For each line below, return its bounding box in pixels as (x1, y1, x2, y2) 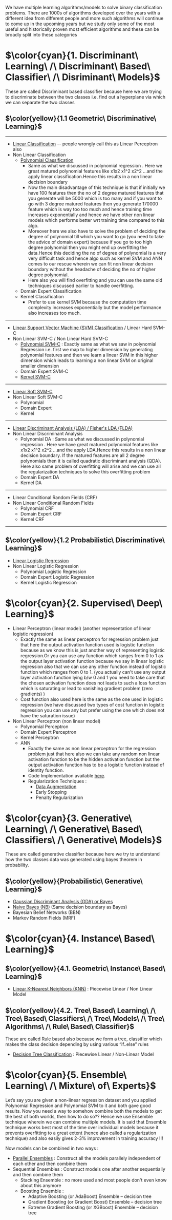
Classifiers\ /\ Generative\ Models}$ (5, 834, 162, 846)
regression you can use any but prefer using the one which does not (20, 707, 165, 713)
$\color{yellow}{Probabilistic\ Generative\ (5, 876, 143, 885)
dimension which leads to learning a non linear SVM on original (20, 357, 154, 364)
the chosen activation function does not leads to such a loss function (20, 680, 166, 686)
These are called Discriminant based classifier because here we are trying (5, 88, 162, 94)
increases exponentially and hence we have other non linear (28, 212, 155, 218)
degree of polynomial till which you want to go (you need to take (28, 233, 164, 239)
